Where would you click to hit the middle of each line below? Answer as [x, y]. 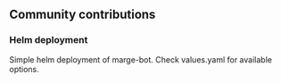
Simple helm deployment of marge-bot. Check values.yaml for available [140, 59]
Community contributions [83, 15]
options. [25, 69]
